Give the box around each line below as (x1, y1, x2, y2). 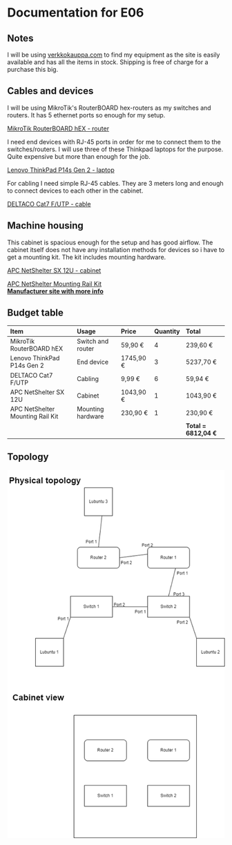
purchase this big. (7, 66, 59, 73)
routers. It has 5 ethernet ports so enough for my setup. (7, 110, 166, 119)
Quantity (154, 327, 181, 336)
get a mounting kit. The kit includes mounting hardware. (7, 253, 166, 261)
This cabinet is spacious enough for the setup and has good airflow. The (7, 238, 213, 246)
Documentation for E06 (7, 5, 144, 21)
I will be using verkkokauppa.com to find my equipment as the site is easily (7, 50, 220, 59)
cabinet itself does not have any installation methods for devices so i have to (7, 245, 225, 253)
